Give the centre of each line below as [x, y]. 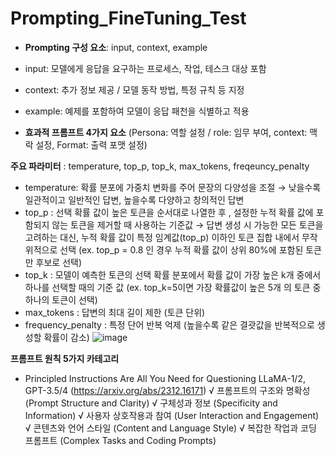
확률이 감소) [66, 337]
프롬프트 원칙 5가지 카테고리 [65, 358]
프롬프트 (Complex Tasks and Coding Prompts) [120, 440]
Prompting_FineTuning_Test [128, 18]
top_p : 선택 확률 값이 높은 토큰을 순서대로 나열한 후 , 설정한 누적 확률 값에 [169, 212]
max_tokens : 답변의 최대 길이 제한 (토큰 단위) [115, 312]
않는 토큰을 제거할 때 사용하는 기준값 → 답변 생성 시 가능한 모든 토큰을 [187, 224]
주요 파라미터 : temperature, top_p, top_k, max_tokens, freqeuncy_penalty [160, 166]
